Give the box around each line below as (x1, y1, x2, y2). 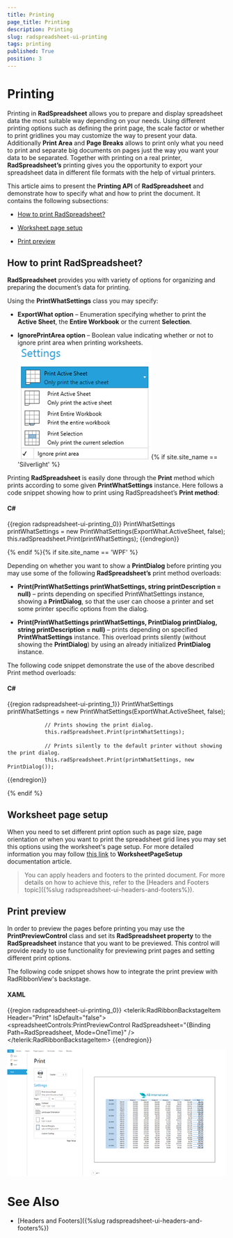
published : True (7, 48, 54, 55)
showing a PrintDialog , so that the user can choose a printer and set (17, 597, 214, 605)
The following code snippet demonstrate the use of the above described (7, 661, 215, 669)
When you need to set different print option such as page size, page (7, 827, 202, 836)
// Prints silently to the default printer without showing (44, 743, 223, 749)
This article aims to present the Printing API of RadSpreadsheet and (7, 182, 204, 190)
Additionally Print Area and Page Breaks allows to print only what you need (7, 138, 224, 147)
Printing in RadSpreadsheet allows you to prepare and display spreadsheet (7, 109, 223, 118)
